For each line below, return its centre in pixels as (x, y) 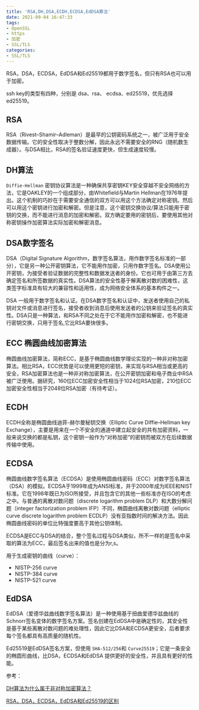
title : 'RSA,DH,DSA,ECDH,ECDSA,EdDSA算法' (58, 12)
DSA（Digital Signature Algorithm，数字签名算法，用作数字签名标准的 (91, 258)
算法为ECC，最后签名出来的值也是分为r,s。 (69, 543)
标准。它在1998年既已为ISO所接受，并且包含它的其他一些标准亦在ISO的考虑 (99, 493)
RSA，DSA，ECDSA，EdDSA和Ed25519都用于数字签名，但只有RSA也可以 (96, 73)
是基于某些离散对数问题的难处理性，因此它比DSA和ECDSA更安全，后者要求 (98, 628)
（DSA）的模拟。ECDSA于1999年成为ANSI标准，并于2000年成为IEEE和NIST (99, 486)
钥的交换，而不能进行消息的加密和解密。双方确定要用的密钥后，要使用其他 (97, 215)
